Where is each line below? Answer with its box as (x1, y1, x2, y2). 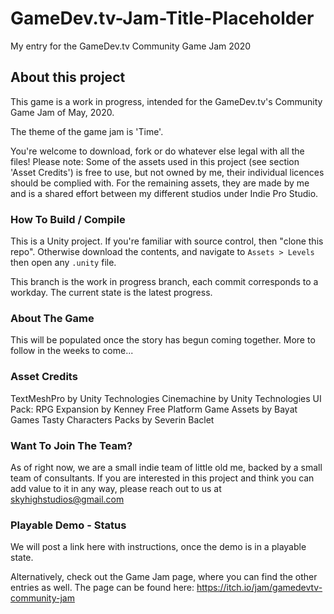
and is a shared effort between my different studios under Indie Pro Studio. (10, 187, 319, 199)
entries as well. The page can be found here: (10, 582, 195, 594)
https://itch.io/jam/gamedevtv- (196, 582, 323, 594)
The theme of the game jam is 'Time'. (10, 125, 164, 137)
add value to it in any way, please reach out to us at (10, 482, 222, 494)
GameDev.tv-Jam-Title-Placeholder (10, 7, 315, 30)
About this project (10, 69, 126, 86)
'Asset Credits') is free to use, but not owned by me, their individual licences (10, 166, 325, 178)
